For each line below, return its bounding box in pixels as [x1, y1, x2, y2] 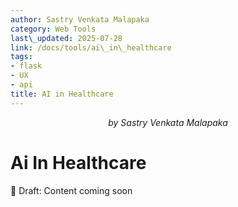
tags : [10, 52, 33, 62]
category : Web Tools [10, 24, 97, 34]
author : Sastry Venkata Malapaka [10, 14, 150, 25]
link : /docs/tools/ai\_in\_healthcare [10, 42, 172, 53]
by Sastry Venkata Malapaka [108, 116, 228, 128]
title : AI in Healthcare [10, 89, 114, 99]
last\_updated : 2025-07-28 [10, 33, 123, 43]
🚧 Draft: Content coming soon [10, 184, 133, 196]
